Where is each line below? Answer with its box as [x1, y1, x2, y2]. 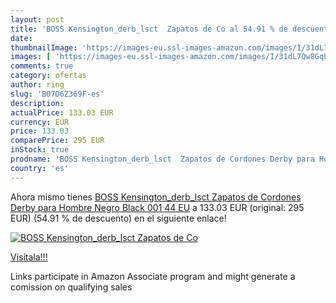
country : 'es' [10, 163, 70, 173]
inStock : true [10, 145, 70, 155]
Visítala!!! [10, 251, 48, 263]
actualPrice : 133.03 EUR [10, 107, 114, 118]
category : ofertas [10, 71, 87, 81]
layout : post [10, 14, 65, 25]
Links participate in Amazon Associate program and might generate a [10, 270, 296, 282]
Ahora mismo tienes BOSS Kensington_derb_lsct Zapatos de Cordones [10, 191, 302, 203]
